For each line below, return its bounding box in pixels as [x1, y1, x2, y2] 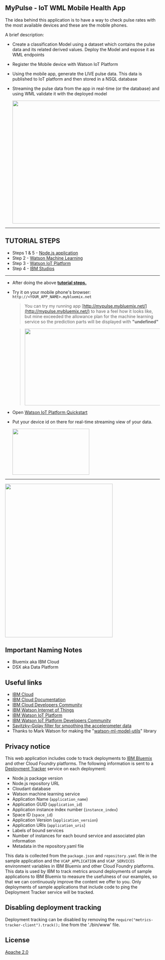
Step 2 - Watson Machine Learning [12, 255, 83, 261]
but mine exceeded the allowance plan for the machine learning [24, 313, 154, 319]
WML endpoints [12, 52, 45, 58]
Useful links [5, 678, 43, 687]
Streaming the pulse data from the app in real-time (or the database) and [12, 86, 160, 91]
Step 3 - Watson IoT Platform [12, 260, 71, 266]
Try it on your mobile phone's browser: [12, 289, 91, 295]
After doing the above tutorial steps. [12, 280, 87, 286]
